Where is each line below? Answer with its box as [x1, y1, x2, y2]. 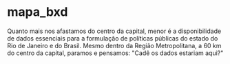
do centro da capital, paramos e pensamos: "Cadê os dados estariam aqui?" [7, 49, 224, 57]
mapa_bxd [7, 4, 68, 20]
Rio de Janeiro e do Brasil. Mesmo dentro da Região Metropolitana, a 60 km [7, 41, 222, 50]
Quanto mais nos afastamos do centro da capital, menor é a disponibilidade [7, 27, 222, 35]
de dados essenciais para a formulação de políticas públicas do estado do [7, 34, 218, 42]
